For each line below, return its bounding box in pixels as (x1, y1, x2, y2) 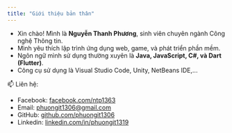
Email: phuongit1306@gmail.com (17, 103, 112, 112)
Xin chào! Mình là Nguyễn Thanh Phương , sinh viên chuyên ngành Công (17, 29, 226, 37)
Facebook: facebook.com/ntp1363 (17, 96, 116, 104)
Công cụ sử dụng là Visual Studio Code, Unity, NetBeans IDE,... (17, 66, 198, 74)
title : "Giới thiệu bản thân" (7, 10, 95, 17)
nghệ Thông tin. (17, 36, 63, 45)
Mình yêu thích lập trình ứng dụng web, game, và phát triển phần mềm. (17, 44, 221, 52)
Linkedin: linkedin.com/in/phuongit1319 (17, 118, 129, 126)
